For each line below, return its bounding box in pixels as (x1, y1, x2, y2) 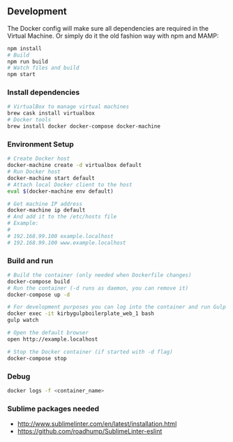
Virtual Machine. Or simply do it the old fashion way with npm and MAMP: (7, 31, 219, 40)
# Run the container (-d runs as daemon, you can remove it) (7, 284, 189, 292)
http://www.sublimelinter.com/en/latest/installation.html (17, 420, 177, 428)
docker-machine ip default (7, 207, 86, 214)
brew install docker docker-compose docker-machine (7, 123, 160, 130)
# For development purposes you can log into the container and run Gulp (7, 304, 227, 311)
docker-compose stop (7, 355, 68, 362)
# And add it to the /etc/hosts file (7, 213, 117, 221)
